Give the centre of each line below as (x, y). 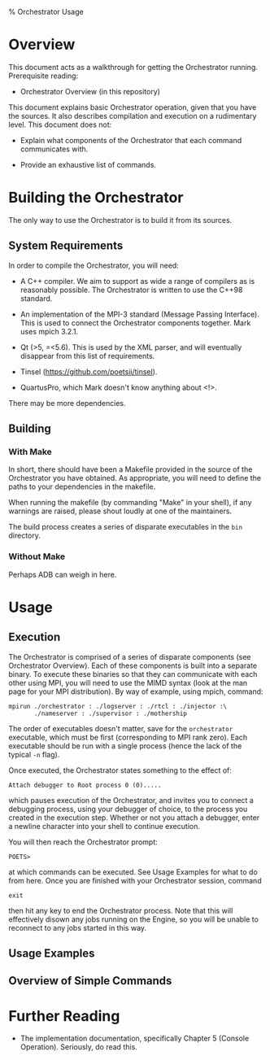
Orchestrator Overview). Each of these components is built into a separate (133, 665)
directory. (24, 535)
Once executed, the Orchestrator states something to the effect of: (120, 770)
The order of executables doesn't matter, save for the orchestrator (121, 728)
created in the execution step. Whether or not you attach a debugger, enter (134, 818)
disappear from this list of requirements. (87, 356)
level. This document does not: (60, 124)
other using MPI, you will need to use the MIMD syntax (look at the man (128, 683)
